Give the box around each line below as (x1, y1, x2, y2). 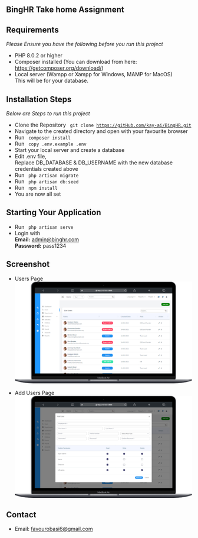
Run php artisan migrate (14, 171, 79, 179)
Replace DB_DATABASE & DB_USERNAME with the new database (14, 159, 173, 166)
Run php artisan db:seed (14, 178, 79, 185)
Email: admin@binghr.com (14, 236, 80, 243)
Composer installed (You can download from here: (14, 59, 137, 66)
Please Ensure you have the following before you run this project (6, 41, 163, 48)
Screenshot (6, 260, 50, 270)
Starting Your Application (6, 208, 101, 218)
